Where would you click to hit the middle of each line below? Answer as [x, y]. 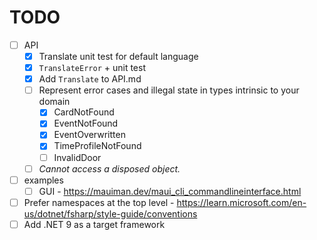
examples [43, 180]
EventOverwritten [89, 135]
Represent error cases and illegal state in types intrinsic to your [169, 90]
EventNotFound [86, 123]
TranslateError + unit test [92, 68]
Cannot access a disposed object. [109, 168]
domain [54, 102]
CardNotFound [84, 112]
